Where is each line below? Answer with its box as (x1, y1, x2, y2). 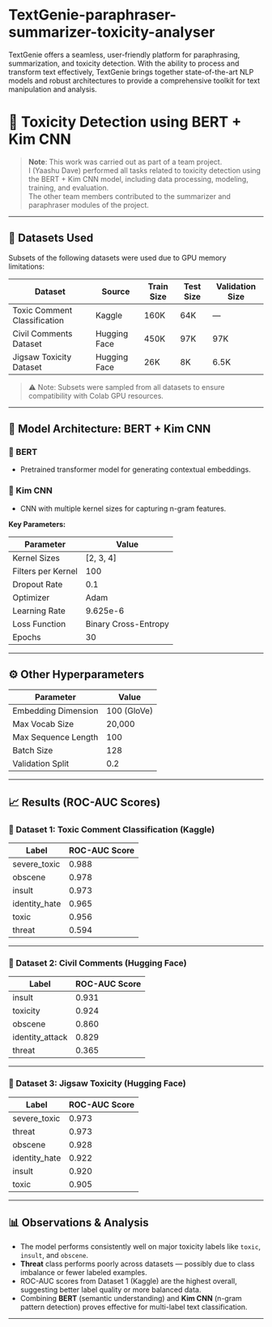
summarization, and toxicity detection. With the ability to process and (8, 58, 240, 68)
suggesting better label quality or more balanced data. (19, 1285, 202, 1295)
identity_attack (12, 1031, 68, 1043)
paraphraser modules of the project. (28, 200, 150, 210)
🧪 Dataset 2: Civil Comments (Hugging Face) (8, 957, 188, 969)
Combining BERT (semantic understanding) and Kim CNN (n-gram (19, 1293, 243, 1303)
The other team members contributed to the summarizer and (28, 191, 231, 201)
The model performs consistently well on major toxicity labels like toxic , (19, 1241, 261, 1251)
